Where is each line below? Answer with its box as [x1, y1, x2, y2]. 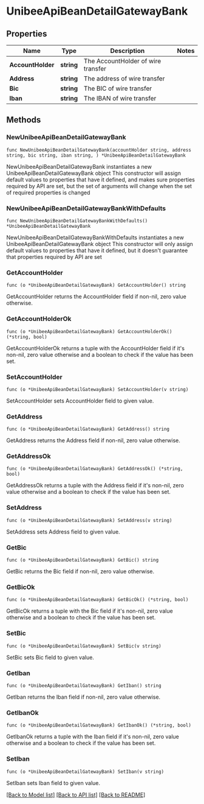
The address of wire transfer [84, 74, 165, 83]
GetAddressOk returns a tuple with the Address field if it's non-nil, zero [6, 482, 184, 489]
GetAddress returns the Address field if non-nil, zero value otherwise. [6, 437, 181, 444]
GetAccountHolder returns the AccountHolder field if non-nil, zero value [6, 293, 187, 300]
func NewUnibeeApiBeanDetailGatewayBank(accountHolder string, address [6, 147, 191, 153]
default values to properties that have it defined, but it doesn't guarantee [6, 247, 188, 254]
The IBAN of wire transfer [84, 94, 157, 102]
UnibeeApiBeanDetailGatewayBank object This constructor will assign [6, 169, 181, 177]
